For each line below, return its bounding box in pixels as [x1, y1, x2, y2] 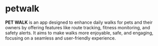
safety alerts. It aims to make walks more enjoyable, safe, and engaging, [5, 30, 154, 36]
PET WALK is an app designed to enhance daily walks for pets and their [5, 19, 153, 25]
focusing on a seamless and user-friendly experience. [5, 35, 116, 41]
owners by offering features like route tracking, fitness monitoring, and [5, 24, 151, 30]
